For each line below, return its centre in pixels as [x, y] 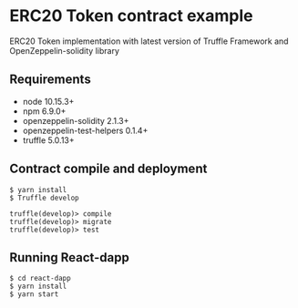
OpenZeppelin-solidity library [65, 50]
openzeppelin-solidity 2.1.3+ [76, 120]
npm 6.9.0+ [44, 111]
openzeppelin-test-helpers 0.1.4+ [85, 130]
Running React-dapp [69, 257]
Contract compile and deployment [108, 169]
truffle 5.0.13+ [48, 140]
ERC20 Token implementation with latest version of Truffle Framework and [149, 41]
